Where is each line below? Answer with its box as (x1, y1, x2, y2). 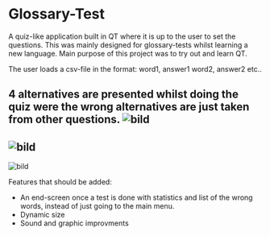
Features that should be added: (8, 177, 113, 187)
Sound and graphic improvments (19, 218, 129, 228)
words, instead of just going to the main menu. (19, 201, 175, 211)
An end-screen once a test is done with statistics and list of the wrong (19, 193, 253, 202)
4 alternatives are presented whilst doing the (8, 88, 239, 101)
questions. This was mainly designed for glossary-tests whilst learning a (8, 39, 248, 49)
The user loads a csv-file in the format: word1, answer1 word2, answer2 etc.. (8, 64, 262, 73)
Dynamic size (19, 210, 65, 220)
